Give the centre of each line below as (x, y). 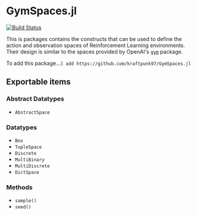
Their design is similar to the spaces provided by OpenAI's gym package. (95, 51)
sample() (26, 201)
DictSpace (27, 172)
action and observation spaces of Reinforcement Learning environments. (96, 45)
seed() (23, 207)
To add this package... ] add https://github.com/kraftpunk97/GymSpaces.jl (99, 63)
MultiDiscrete (32, 166)
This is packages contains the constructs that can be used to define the (94, 39)
